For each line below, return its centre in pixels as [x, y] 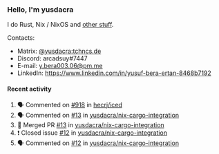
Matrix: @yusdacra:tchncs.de [59, 51]
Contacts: [21, 38]
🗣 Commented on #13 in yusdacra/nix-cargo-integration [98, 115]
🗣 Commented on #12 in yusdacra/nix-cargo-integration [98, 143]
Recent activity [29, 89]
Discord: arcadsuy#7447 [52, 58]
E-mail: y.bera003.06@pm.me [60, 66]
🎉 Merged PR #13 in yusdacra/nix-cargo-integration [91, 124]
